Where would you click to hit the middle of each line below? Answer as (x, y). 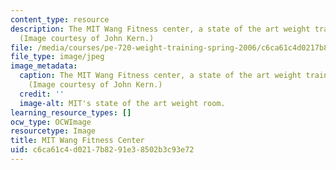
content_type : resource (60, 19)
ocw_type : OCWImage (51, 122)
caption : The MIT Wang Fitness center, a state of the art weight (160, 76)
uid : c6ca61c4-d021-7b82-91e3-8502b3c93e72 (102, 150)
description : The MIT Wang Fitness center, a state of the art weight (160, 29)
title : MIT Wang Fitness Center (77, 141)
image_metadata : (44, 66)
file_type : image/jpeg (57, 57)
